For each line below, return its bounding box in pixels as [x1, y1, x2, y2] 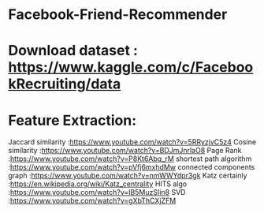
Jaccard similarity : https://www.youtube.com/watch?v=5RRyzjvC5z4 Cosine [8, 137, 257, 147]
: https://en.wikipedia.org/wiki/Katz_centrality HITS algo [8, 179, 188, 189]
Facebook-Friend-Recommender [8, 6, 228, 24]
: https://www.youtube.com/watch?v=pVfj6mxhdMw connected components [8, 163, 255, 172]
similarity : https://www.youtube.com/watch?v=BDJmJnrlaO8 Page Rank [8, 146, 242, 155]
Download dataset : [8, 42, 138, 60]
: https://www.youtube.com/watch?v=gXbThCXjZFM [8, 196, 177, 206]
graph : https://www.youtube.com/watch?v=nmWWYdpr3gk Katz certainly [8, 171, 247, 181]
